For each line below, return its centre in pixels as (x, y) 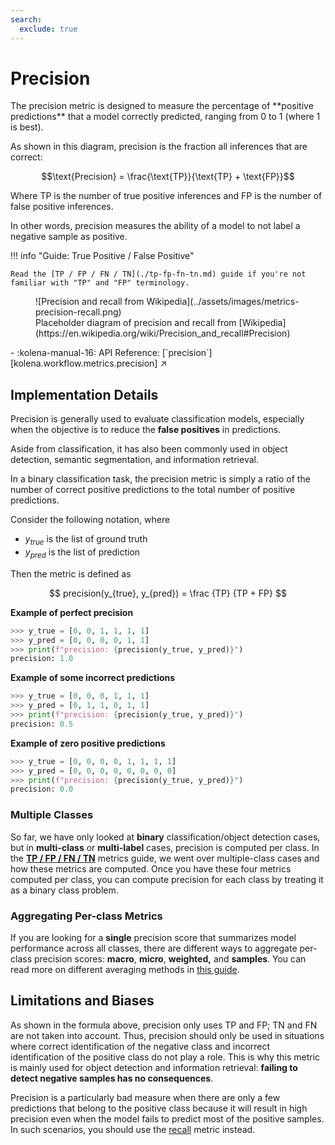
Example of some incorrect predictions (93, 678)
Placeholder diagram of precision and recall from (136, 323)
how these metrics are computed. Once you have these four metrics (151, 868)
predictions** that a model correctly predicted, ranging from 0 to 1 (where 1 (165, 117)
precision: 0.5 (42, 724)
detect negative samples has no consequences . (112, 1078)
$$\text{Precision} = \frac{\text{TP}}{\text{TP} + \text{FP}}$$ (168, 177)
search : (26, 19)
